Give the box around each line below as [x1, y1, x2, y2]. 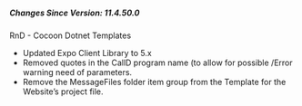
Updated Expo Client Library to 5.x [22, 47, 152, 58]
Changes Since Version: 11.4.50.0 [9, 7, 140, 18]
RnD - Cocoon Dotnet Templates [9, 30, 132, 41]
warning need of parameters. [22, 66, 133, 77]
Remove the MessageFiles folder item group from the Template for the [22, 76, 287, 87]
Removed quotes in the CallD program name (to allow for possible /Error [22, 57, 293, 68]
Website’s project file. [22, 86, 104, 97]
